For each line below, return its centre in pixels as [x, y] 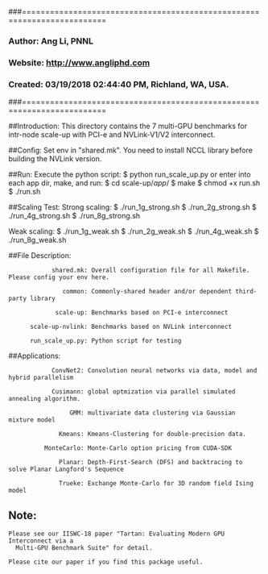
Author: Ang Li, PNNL [51, 41]
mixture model [32, 420]
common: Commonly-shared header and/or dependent [147, 292]
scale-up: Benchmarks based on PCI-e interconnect [142, 313]
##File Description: [40, 256]
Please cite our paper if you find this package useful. [106, 562]
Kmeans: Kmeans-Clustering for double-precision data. [153, 435]
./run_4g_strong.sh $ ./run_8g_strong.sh [74, 216]
